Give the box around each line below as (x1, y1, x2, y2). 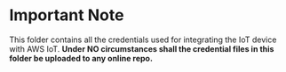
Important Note (9, 5, 124, 25)
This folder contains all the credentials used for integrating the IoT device (9, 34, 277, 45)
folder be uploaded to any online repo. (9, 53, 154, 63)
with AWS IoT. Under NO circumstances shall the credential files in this (9, 43, 274, 54)
